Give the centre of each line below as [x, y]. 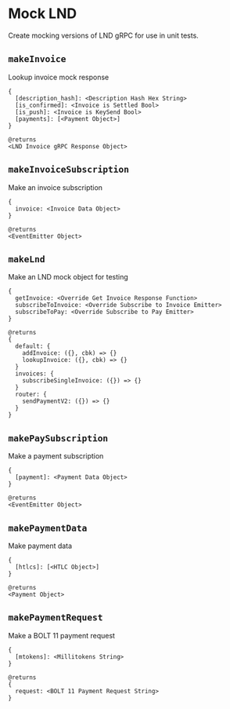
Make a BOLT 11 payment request [62, 635]
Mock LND [42, 14]
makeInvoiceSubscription [69, 170]
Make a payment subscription [56, 456]
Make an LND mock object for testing [68, 277]
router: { [31, 395]
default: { [33, 346]
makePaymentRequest [56, 618]
